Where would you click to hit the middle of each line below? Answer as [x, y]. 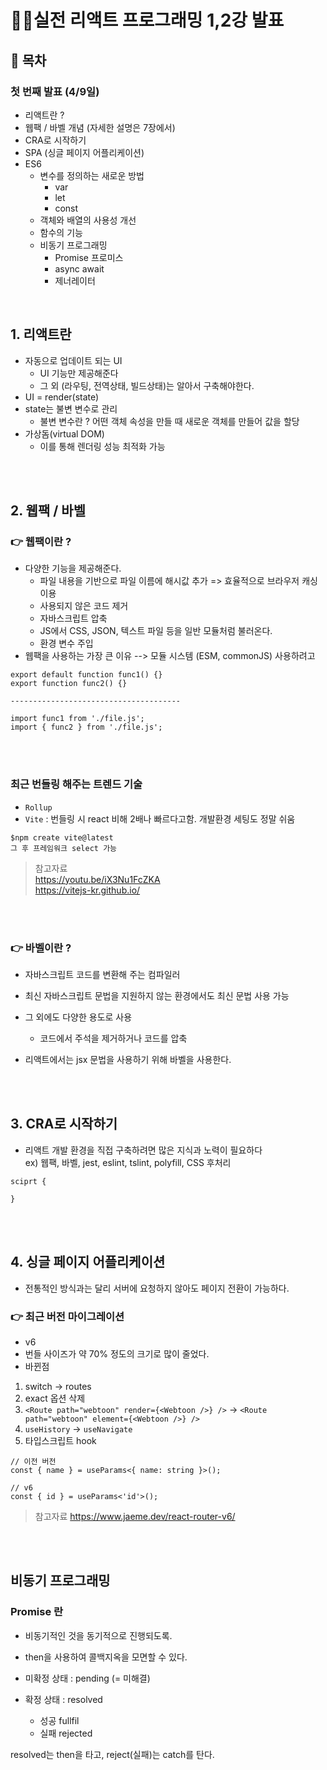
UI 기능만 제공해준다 [79, 373]
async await [79, 268]
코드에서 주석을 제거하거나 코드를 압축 [113, 1038]
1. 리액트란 [41, 334]
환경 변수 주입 [66, 643]
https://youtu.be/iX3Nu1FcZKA [97, 879]
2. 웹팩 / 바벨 [48, 511]
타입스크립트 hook [60, 1440]
